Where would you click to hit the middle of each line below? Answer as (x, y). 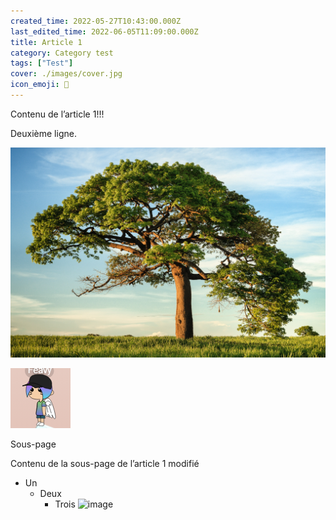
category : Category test (62, 53)
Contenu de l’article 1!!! (57, 114)
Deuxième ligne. (43, 133)
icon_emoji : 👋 (40, 85)
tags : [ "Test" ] (42, 63)
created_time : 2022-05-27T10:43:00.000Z (96, 21)
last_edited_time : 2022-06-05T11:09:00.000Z (104, 31)
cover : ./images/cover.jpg (66, 74)
